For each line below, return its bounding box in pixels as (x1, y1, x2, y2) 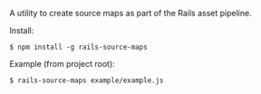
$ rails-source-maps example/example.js (9, 76, 165, 85)
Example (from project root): (9, 59, 115, 69)
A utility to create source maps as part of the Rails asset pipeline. (9, 8, 252, 18)
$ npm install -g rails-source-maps (9, 42, 148, 52)
